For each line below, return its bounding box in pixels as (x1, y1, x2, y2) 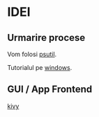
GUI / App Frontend (7, 84, 93, 96)
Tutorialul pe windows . (7, 64, 73, 71)
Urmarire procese (7, 32, 86, 44)
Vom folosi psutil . (7, 50, 57, 58)
